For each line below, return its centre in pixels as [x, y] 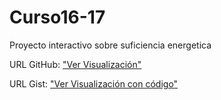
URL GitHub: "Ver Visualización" [75, 64]
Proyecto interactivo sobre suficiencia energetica [110, 45]
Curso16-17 [57, 17]
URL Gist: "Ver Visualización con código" [94, 83]
